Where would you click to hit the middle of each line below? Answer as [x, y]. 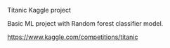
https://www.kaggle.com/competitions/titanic [73, 37]
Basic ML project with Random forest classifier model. [85, 23]
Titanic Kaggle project [39, 10]
